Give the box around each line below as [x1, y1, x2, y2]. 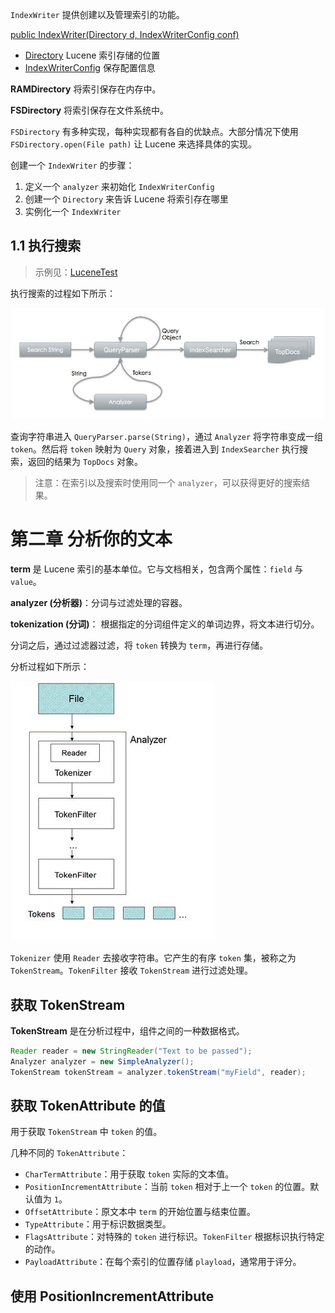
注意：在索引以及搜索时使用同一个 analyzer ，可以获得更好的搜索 [34, 477, 302, 489]
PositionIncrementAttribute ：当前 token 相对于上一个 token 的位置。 [24, 1181, 311, 1193]
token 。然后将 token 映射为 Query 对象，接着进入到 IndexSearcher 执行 [10, 443, 300, 455]
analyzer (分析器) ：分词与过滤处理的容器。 [10, 597, 188, 609]
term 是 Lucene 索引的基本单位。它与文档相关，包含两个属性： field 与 [10, 563, 304, 575]
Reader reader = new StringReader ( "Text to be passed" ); [10, 1046, 253, 1056]
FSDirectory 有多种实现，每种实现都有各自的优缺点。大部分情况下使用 [10, 126, 299, 137]
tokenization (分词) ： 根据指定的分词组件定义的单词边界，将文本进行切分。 [10, 618, 320, 630]
